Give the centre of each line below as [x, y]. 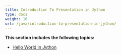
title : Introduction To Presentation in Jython [55, 10]
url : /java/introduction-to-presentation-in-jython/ [61, 24]
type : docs [16, 14]
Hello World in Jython [34, 47]
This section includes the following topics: [50, 38]
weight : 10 [16, 19]
